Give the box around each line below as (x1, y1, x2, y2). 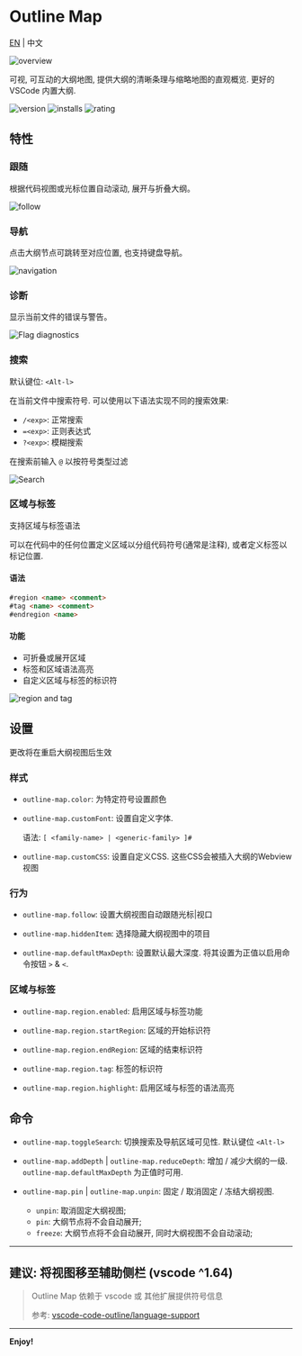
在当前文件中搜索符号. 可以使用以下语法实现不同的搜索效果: (9, 394, 229, 406)
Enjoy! (9, 1336, 34, 1347)
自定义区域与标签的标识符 (22, 674, 118, 685)
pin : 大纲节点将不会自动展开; (35, 1216, 142, 1227)
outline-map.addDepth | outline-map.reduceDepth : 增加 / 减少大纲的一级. (22, 1155, 289, 1167)
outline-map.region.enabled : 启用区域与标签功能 (22, 1006, 203, 1017)
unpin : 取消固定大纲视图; (35, 1205, 127, 1216)
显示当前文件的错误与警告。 (9, 312, 112, 322)
